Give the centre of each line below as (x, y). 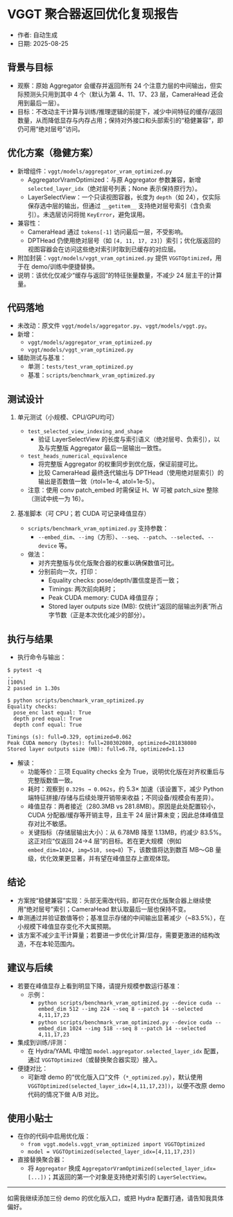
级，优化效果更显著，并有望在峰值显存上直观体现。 (101, 858)
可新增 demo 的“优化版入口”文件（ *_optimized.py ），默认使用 (115, 1077)
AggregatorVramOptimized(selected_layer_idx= (149, 1169)
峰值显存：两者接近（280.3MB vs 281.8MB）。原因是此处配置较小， (123, 806)
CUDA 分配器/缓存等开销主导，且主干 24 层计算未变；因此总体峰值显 (126, 815)
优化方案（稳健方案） (53, 153)
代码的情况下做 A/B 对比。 (65, 1094)
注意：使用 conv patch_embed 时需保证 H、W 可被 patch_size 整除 (123, 490)
